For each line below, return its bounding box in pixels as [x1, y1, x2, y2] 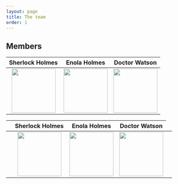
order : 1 [6, 19, 28, 25]
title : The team [6, 14, 46, 20]
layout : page [6, 8, 38, 15]
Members [6, 41, 42, 51]
